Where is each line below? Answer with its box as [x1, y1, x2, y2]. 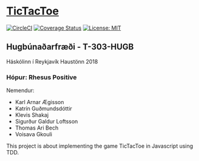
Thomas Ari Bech [15, 124, 59, 131]
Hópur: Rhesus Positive [6, 73, 77, 81]
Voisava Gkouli [15, 131, 53, 138]
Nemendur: [6, 87, 35, 94]
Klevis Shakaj [15, 111, 49, 119]
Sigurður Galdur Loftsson [15, 118, 78, 125]
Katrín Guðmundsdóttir [15, 105, 73, 113]
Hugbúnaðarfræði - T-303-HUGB [6, 42, 134, 52]
